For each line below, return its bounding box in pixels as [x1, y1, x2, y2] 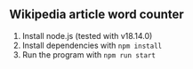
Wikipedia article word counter [9, 7, 184, 22]
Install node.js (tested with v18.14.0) [21, 30, 153, 41]
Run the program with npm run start [21, 49, 156, 60]
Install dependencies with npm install [21, 40, 163, 50]
